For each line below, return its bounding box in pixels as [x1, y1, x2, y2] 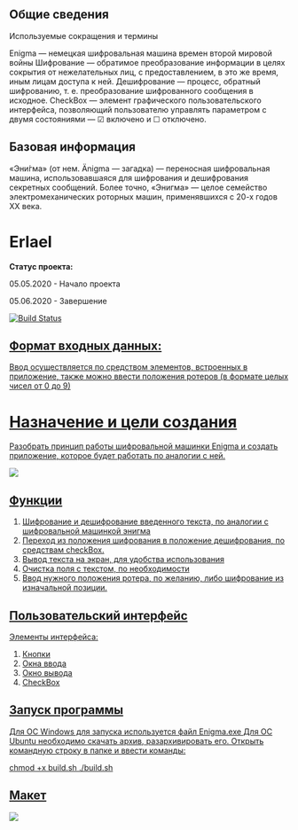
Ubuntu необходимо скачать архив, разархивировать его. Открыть [9, 735, 264, 746]
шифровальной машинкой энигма [21, 526, 151, 536]
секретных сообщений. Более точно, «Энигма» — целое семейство [9, 182, 268, 192]
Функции [9, 492, 63, 508]
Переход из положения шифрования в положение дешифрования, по [21, 536, 286, 546]
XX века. [9, 200, 43, 211]
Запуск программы [9, 702, 124, 717]
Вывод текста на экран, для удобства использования [21, 554, 224, 565]
